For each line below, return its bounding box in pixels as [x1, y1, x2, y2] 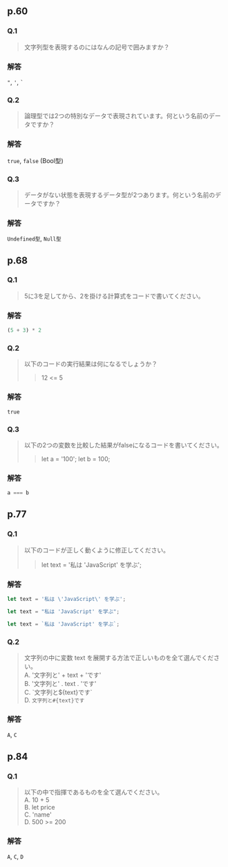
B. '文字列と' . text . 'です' [23, 680, 97, 687]
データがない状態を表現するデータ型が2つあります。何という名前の [23, 190, 216, 199]
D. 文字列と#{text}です [23, 696, 85, 704]
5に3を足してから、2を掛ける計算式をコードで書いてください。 [23, 292, 205, 300]
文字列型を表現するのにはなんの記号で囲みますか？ [23, 43, 170, 51]
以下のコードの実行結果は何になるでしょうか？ [23, 360, 158, 369]
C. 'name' [23, 810, 52, 819]
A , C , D [7, 852, 24, 861]
